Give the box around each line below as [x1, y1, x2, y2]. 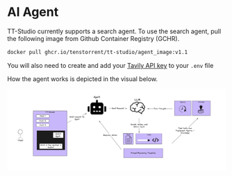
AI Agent [7, 4, 59, 20]
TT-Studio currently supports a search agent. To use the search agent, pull [7, 27, 222, 35]
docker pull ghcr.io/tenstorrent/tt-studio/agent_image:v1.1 [7, 49, 188, 55]
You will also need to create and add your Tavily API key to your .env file [7, 61, 214, 69]
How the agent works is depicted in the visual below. [7, 74, 158, 83]
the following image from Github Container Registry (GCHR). [7, 34, 180, 42]
